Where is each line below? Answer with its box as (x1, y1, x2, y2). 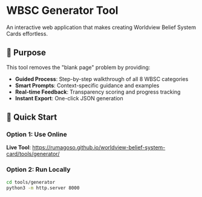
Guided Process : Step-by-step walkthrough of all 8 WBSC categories (15, 75, 189, 82)
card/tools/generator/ (6, 150, 60, 158)
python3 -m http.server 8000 (6, 185, 80, 191)
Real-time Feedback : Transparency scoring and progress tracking (15, 88, 181, 95)
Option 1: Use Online (6, 131, 68, 139)
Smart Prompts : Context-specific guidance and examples (15, 82, 160, 89)
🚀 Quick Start (6, 112, 57, 123)
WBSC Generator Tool (6, 4, 119, 18)
